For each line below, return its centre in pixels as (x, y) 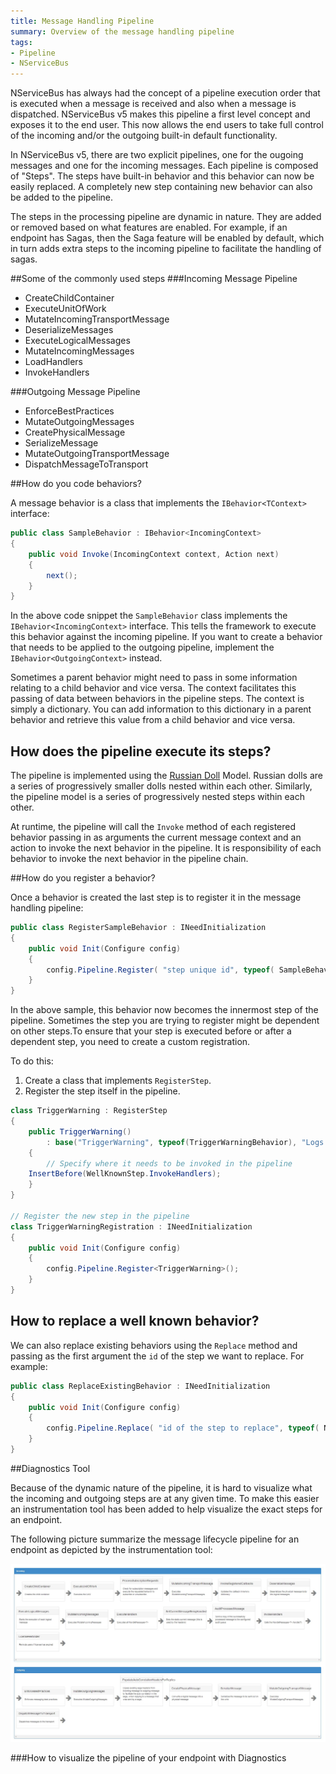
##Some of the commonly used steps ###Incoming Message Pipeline (154, 279)
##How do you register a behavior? (83, 878)
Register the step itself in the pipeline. (102, 1091)
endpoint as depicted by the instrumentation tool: (111, 1549)
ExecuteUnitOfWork (65, 309)
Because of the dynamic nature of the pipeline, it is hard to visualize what (161, 1487)
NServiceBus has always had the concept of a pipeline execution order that (165, 93)
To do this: (32, 1061)
